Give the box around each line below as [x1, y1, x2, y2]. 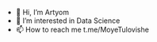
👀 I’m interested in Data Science [15, 16, 121, 25]
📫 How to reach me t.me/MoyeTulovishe [15, 25, 149, 34]
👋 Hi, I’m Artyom [15, 8, 70, 17]
